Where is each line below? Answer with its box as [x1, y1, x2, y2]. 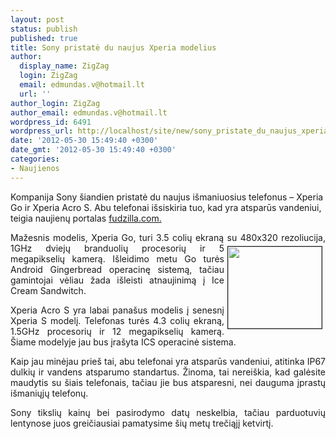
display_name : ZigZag [19, 61, 110, 71]
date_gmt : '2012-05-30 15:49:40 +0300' [10, 145, 177, 155]
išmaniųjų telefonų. [10, 387, 89, 399]
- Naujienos [10, 163, 60, 173]
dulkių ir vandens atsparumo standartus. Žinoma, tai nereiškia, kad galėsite [10, 366, 326, 378]
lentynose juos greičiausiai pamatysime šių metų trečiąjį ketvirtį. [10, 417, 274, 429]
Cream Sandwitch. [10, 284, 87, 296]
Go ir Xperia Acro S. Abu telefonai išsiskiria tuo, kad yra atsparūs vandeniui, [10, 201, 322, 213]
